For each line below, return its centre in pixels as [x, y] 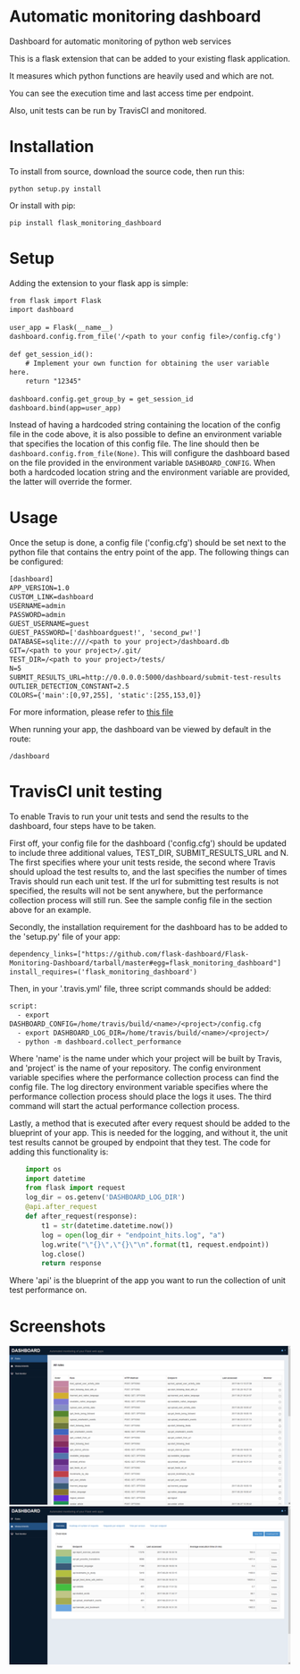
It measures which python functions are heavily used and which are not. [142, 76]
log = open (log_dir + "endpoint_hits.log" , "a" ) [133, 1235]
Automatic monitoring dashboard [135, 17]
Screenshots [58, 1326]
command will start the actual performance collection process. [125, 1105]
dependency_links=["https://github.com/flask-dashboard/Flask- [129, 954]
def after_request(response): [82, 1217]
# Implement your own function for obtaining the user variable [147, 363]
